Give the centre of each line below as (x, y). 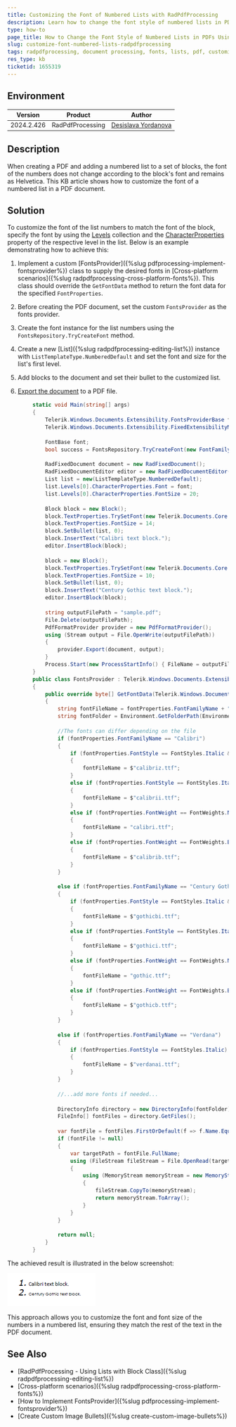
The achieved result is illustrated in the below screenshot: (91, 1263)
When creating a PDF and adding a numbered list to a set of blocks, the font (117, 166)
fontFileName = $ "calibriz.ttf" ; (131, 768)
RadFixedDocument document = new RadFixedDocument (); (125, 464)
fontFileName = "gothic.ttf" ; (127, 976)
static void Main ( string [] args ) (81, 405)
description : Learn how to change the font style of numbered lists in (114, 22)
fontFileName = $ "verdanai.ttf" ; (131, 1064)
